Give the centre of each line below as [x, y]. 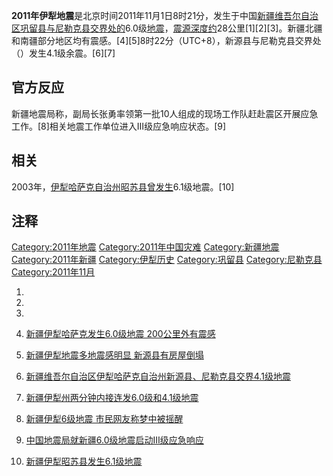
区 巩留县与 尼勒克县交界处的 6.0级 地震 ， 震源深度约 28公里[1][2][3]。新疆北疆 [167, 28]
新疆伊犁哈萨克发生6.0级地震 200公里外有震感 [120, 334]
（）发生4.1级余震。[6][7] [63, 53]
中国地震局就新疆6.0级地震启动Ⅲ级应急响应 [114, 440]
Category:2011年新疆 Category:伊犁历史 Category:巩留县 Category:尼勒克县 [167, 260]
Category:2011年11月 [53, 272]
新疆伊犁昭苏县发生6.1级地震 [84, 461]
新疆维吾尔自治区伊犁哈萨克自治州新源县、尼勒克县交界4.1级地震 [158, 376]
